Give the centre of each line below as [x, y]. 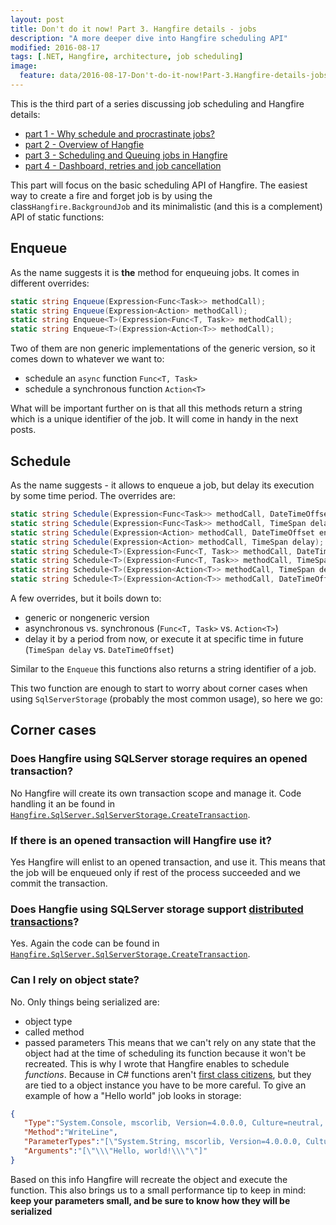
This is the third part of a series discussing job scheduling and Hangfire [157, 103]
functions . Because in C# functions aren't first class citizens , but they [168, 1074]
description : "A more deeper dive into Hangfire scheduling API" [149, 38]
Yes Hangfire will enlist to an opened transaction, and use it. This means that [168, 862]
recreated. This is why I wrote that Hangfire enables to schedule [157, 1063]
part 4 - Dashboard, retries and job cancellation [123, 165]
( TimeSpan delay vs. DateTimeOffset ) [99, 649]
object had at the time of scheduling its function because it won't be [165, 1053]
